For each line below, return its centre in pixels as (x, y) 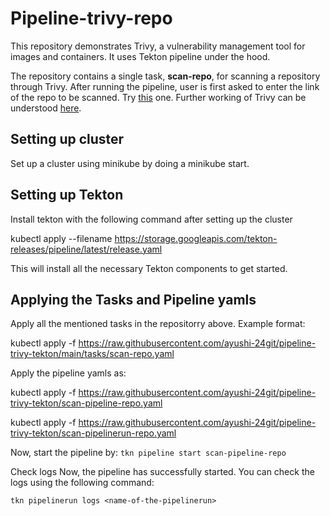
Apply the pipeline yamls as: (68, 373)
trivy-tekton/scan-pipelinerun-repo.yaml (93, 433)
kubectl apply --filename (61, 238)
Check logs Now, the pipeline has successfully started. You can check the (162, 472)
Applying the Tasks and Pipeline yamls (133, 299)
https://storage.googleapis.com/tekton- (196, 238)
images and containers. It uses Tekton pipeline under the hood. (140, 56)
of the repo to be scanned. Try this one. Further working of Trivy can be (158, 97)
